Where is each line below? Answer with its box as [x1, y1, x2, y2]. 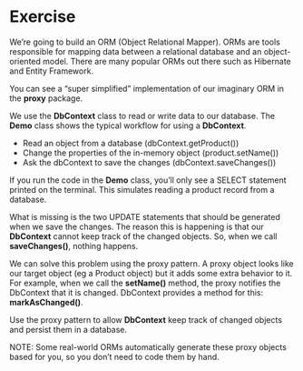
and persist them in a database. [9, 324, 128, 335]
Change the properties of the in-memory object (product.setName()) [22, 147, 279, 158]
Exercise [9, 6, 76, 27]
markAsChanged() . [9, 296, 83, 307]
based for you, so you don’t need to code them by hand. [9, 351, 220, 362]
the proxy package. [9, 93, 83, 104]
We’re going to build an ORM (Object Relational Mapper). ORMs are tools [9, 36, 281, 47]
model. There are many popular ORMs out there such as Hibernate [42, 55, 292, 66]
